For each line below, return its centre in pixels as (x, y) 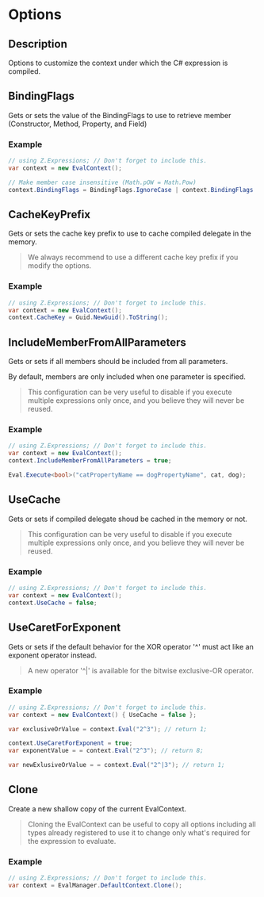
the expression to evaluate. (72, 841)
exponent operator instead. (53, 655)
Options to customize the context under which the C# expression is (118, 63)
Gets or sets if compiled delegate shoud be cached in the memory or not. (128, 519)
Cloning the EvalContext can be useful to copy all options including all (142, 824)
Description (38, 44)
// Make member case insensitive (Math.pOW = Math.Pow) (102, 182)
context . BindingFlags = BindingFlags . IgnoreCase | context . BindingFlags (131, 190)
